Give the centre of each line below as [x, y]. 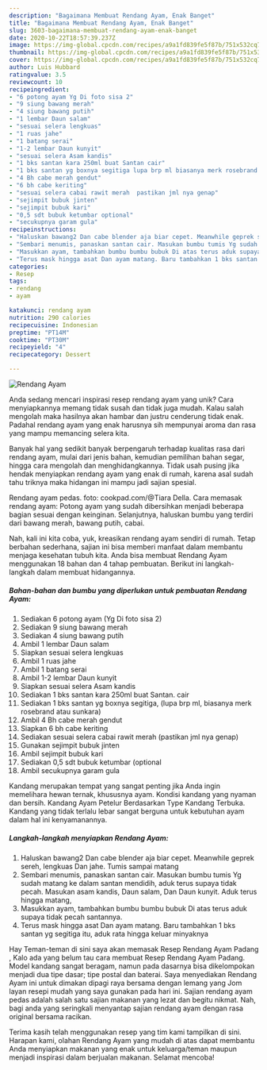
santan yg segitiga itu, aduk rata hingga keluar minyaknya [114, 933]
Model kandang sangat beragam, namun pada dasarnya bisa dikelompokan [132, 966]
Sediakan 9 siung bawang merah [74, 627]
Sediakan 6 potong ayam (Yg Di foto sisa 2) [91, 618]
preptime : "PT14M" [39, 333]
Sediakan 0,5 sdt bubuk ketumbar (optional [91, 762]
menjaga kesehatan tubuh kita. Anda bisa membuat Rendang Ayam [118, 555]
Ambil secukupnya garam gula [70, 770]
